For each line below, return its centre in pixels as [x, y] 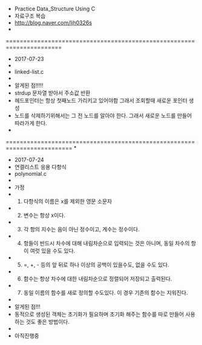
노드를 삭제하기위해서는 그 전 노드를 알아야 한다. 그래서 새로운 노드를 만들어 [103, 115]
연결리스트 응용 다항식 [41, 167]
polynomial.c [30, 174]
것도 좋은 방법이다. [48, 322]
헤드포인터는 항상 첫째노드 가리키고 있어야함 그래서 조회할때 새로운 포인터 [101, 100]
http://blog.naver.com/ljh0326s [53, 23]
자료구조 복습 [30, 16]
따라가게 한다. [31, 123]
